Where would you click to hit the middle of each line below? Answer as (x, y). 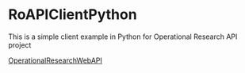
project (20, 44)
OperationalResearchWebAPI (56, 60)
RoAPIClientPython (73, 15)
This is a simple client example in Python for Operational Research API (123, 36)
